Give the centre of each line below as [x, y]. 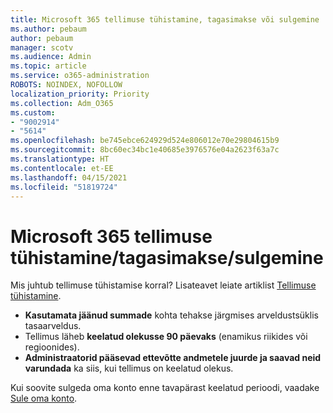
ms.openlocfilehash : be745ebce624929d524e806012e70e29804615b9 [145, 141]
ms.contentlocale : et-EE [62, 168]
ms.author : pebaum [48, 29]
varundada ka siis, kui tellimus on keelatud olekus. [129, 368]
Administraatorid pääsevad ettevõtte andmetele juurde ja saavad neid [173, 358]
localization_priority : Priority [80, 94]
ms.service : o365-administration [80, 76]
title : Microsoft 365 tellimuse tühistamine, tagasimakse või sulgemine [165, 19]
